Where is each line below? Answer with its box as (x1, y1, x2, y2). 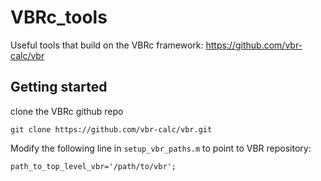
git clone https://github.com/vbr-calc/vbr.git (10, 124, 213, 135)
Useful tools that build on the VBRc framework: (10, 39, 204, 51)
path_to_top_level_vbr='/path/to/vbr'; (10, 161, 177, 171)
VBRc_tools (10, 6, 108, 29)
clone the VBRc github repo (10, 105, 124, 117)
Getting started (10, 79, 108, 96)
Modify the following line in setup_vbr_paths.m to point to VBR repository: (10, 142, 312, 154)
